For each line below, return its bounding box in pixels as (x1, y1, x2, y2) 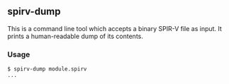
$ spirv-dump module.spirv (7, 66, 87, 73)
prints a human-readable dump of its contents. (7, 32, 144, 40)
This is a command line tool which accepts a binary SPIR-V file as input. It (7, 24, 222, 32)
